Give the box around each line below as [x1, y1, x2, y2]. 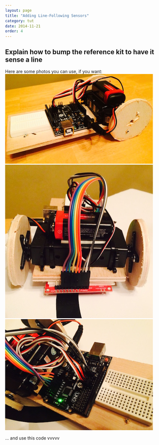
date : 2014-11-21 [5, 24, 41, 29]
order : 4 [5, 29, 23, 34]
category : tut [5, 18, 34, 23]
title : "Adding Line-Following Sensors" [5, 13, 90, 18]
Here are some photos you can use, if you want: [5, 68, 102, 74]
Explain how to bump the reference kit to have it [5, 47, 154, 56]
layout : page [5, 8, 32, 13]
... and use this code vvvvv [5, 435, 60, 441]
